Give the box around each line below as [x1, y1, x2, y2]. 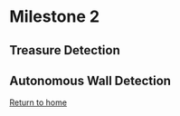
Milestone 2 [9, 6, 100, 27]
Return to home [9, 97, 68, 108]
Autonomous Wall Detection [9, 72, 172, 88]
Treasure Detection [9, 43, 120, 58]
